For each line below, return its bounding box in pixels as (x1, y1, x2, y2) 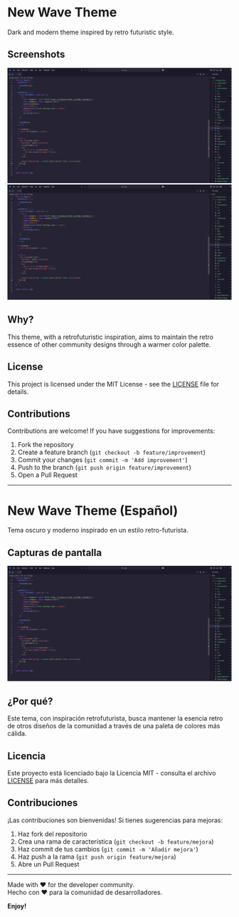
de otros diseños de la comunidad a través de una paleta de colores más (7, 722, 221, 730)
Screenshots (7, 48, 65, 61)
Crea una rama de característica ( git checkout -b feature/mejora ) (17, 837, 215, 846)
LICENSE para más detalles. (7, 776, 89, 785)
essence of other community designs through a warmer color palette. (7, 340, 211, 349)
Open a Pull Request (17, 471, 78, 479)
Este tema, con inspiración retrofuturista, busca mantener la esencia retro (7, 714, 223, 723)
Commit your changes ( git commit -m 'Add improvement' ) (17, 456, 188, 464)
